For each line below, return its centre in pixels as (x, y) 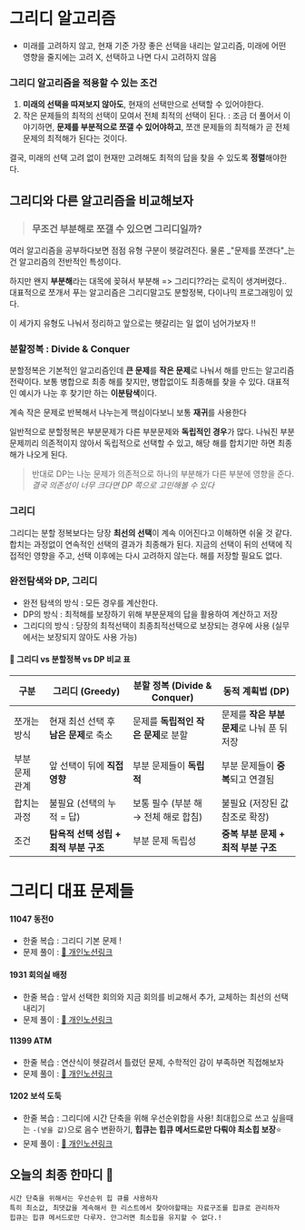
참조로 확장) (245, 817)
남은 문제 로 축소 (81, 735)
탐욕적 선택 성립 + (85, 834)
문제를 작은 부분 (253, 715)
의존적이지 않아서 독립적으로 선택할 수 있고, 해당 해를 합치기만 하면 (158, 443)
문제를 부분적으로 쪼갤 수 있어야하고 (119, 127)
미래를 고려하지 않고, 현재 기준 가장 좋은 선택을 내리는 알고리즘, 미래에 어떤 (154, 45)
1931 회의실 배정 (39, 975)
